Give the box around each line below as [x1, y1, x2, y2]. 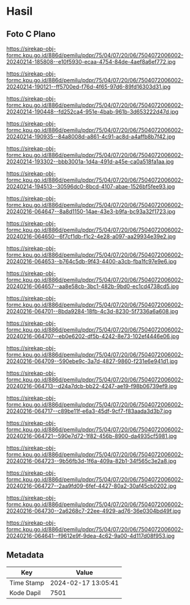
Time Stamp [9, 579, 45, 587]
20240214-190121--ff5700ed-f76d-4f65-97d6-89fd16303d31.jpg [6, 83, 171, 90]
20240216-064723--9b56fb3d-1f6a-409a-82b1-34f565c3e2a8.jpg [6, 458, 177, 464]
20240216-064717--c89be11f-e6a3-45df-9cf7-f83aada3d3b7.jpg [6, 407, 172, 415]
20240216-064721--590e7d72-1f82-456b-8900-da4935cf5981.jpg [6, 432, 177, 440]
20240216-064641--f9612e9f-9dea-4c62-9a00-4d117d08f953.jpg [6, 533, 175, 539]
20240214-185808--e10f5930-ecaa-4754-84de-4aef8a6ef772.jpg [6, 58, 176, 65]
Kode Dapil [9, 588, 41, 597]
